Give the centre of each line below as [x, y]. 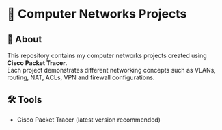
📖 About [25, 39]
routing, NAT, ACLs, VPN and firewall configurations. [81, 77]
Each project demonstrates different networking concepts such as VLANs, [112, 70]
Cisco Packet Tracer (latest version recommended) [88, 120]
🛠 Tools [25, 100]
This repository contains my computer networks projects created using [107, 55]
